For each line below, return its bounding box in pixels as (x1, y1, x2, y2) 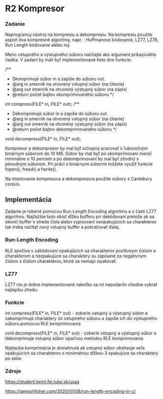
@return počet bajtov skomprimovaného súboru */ (12, 92, 114, 97)
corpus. (5, 181, 21, 187)
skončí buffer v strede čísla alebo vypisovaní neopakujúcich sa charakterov (5, 219, 157, 225)
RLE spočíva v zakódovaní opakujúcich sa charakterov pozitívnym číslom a (5, 247, 156, 253)
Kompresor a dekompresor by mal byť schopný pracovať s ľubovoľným (5, 146, 148, 152)
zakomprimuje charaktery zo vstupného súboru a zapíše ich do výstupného (5, 315, 158, 321)
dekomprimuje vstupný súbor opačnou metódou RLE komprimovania (5, 336, 143, 341)
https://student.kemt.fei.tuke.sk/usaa (5, 379, 80, 385)
